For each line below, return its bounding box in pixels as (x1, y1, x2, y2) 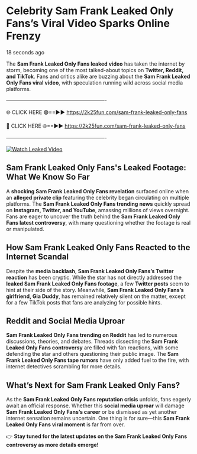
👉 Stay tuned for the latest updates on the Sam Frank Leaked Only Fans (6, 433, 188, 440)
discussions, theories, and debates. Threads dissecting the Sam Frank (6, 338, 179, 345)
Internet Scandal (6, 252, 69, 262)
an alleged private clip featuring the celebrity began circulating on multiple (6, 194, 189, 201)
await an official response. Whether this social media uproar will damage (6, 402, 185, 409)
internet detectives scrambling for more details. (6, 363, 122, 370)
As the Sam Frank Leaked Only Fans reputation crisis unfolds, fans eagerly (6, 396, 191, 403)
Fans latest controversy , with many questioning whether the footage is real (6, 219, 191, 226)
